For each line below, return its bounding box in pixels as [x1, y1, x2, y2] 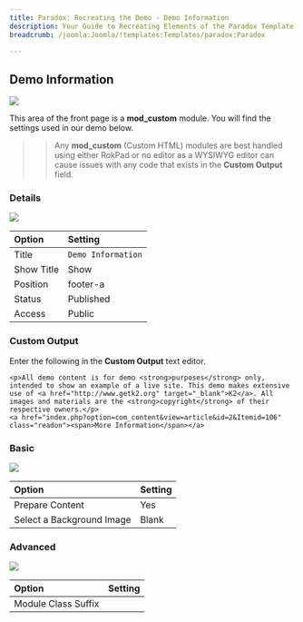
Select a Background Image [14, 514, 132, 527]
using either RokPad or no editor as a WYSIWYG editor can [54, 150, 275, 161]
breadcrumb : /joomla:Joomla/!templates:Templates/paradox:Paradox [9, 30, 266, 39]
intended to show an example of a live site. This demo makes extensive [9, 380, 290, 390]
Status [14, 292, 42, 305]
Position [14, 278, 49, 291]
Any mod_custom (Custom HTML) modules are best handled [54, 140, 283, 151]
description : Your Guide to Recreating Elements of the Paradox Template [9, 22, 295, 31]
